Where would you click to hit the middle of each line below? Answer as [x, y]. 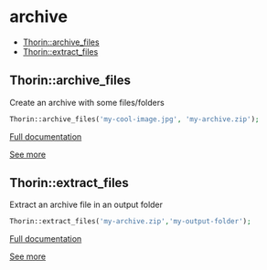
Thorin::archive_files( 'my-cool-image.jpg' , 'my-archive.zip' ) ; [134, 119]
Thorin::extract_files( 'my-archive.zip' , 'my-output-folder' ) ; [130, 222]
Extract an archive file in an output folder [86, 205]
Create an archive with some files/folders [87, 102]
